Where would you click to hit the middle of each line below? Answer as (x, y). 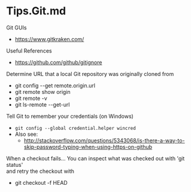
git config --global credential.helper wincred (75, 128)
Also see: (26, 134)
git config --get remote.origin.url (55, 86)
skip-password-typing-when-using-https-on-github (88, 147)
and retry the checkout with (40, 171)
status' (15, 164)
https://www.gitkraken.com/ (49, 39)
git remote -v (31, 98)
